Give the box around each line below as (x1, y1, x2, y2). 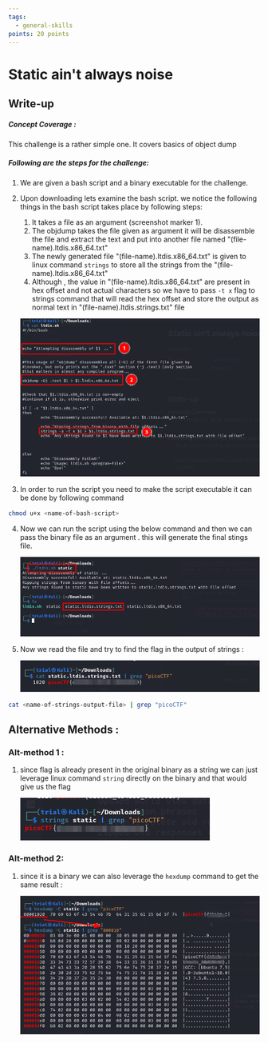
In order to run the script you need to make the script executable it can (19, 485, 253, 494)
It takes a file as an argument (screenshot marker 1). (31, 217, 203, 227)
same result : (19, 880, 63, 889)
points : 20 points (8, 30, 69, 38)
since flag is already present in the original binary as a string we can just (19, 765, 258, 775)
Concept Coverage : (8, 119, 77, 129)
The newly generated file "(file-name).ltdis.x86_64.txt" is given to (31, 251, 246, 261)
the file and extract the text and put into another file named (31, 234, 226, 244)
